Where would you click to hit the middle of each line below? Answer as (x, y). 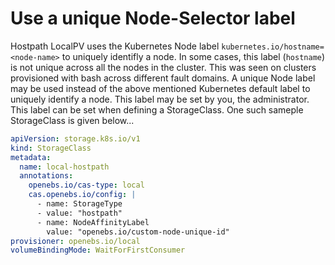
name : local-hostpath (64, 167)
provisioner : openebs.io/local (75, 241)
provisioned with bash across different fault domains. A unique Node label (163, 78)
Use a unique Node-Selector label (153, 18)
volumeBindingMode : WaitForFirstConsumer (98, 250)
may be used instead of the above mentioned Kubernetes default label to (160, 88)
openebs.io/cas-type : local (86, 185)
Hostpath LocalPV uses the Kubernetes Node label (115, 46)
